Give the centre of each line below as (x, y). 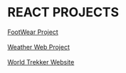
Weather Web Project (38, 47)
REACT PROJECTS (63, 12)
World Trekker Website (41, 62)
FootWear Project (33, 32)
